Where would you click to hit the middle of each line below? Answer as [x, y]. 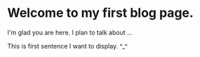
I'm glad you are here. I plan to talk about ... [70, 32]
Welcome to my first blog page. [101, 13]
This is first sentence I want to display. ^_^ [67, 46]
